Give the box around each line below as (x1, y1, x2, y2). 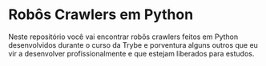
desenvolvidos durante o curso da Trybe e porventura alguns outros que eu (8, 40, 259, 49)
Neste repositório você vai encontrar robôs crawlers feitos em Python (8, 32, 239, 41)
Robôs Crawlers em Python (8, 6, 194, 24)
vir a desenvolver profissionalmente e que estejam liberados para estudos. (8, 49, 255, 58)
